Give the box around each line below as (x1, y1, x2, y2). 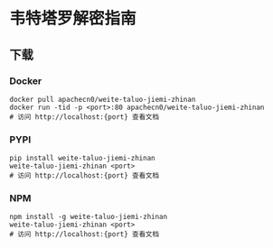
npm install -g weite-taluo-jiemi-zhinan (9, 213, 168, 222)
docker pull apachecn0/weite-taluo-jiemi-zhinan (9, 95, 196, 104)
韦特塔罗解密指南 (9, 8, 137, 29)
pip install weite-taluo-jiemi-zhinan (9, 154, 155, 163)
